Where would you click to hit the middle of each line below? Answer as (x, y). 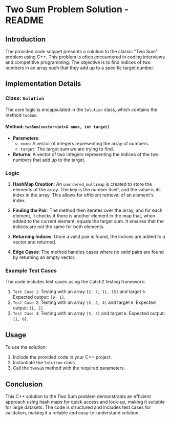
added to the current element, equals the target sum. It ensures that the (88, 221)
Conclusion (24, 384)
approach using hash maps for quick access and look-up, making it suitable (85, 402)
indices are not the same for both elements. (59, 227)
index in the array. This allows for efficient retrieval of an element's (83, 195)
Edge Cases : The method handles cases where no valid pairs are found (88, 252)
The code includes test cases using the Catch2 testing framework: (76, 282)
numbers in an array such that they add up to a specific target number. (80, 68)
